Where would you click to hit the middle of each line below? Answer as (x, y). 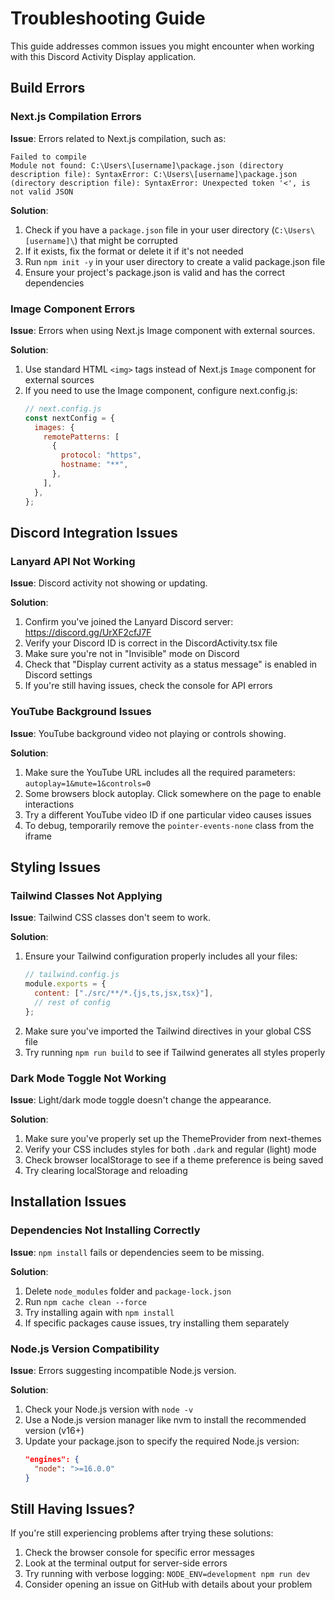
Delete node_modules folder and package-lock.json (128, 1291)
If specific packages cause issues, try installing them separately (157, 1323)
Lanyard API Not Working (73, 561)
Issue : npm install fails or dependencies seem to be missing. (137, 1252)
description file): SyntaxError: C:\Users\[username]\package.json (154, 174)
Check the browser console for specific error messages (139, 1553)
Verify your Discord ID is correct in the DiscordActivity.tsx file (151, 643)
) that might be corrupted (126, 240)
